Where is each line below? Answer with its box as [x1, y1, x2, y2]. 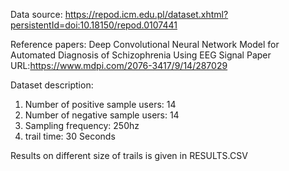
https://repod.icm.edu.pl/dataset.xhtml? [64, 9, 229, 20]
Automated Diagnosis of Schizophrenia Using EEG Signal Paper [10, 49, 272, 61]
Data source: [10, 9, 63, 20]
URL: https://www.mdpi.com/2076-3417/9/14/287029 [10, 60, 228, 71]
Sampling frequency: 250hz [24, 120, 140, 131]
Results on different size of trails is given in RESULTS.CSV [10, 150, 248, 161]
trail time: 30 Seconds [24, 130, 116, 142]
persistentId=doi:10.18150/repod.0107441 [10, 19, 178, 31]
